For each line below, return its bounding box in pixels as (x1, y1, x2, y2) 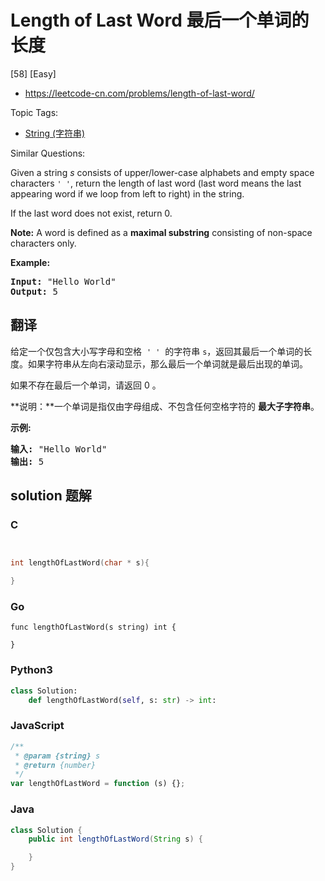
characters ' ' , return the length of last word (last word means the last (10, 177, 302, 189)
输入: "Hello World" (10, 443, 108, 455)
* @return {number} (14, 760, 97, 770)
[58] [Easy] (10, 67, 57, 80)
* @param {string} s (14, 751, 101, 761)
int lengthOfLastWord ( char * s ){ (10, 558, 150, 568)
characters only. (10, 237, 77, 249)
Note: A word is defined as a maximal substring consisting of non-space (10, 226, 313, 238)
